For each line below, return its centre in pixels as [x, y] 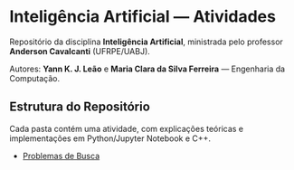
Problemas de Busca [61, 156]
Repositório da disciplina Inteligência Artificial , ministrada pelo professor [146, 42]
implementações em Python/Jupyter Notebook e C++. [110, 138]
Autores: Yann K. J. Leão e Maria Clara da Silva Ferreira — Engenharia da [147, 69]
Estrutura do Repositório [80, 107]
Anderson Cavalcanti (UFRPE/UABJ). [80, 51]
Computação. [35, 78]
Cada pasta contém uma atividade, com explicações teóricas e [127, 128]
